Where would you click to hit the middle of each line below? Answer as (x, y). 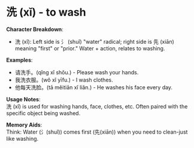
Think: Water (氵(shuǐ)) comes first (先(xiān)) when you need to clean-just (97, 132)
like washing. (22, 138)
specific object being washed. (43, 113)
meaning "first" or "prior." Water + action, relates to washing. (90, 48)
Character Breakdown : (35, 29)
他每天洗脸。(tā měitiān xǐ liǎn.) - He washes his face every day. (93, 87)
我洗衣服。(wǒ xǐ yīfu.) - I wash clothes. (64, 80)
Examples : (19, 60)
